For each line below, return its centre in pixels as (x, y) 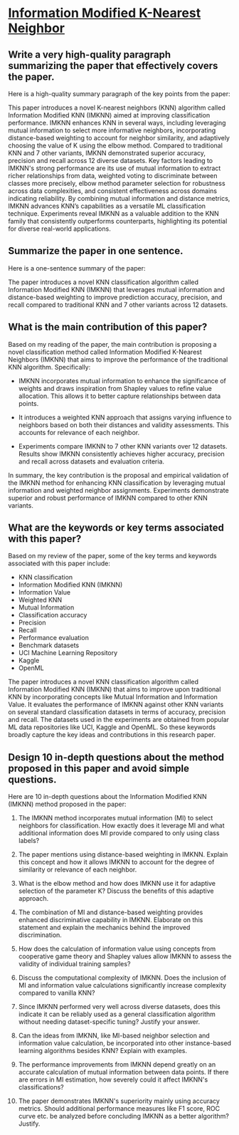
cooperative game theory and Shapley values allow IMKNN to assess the (125, 956)
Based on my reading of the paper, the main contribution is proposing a (112, 344)
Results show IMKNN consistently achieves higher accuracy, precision (121, 454)
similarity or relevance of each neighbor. (78, 869)
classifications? (41, 1087)
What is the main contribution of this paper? (108, 327)
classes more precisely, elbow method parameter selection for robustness (117, 183)
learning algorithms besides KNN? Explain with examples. (103, 1051)
